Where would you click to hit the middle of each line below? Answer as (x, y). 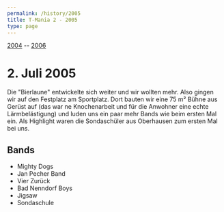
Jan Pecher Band (41, 174)
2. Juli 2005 (42, 73)
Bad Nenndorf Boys (45, 188)
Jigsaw (27, 196)
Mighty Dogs (35, 167)
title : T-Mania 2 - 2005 (42, 20)
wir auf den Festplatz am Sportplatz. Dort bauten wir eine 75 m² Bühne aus (112, 99)
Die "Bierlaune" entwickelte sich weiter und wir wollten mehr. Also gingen (110, 92)
